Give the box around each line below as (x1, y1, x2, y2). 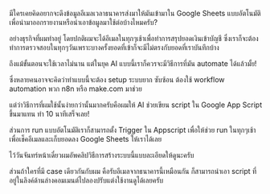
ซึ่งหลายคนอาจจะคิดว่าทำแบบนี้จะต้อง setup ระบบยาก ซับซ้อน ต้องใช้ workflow (9, 75, 225, 85)
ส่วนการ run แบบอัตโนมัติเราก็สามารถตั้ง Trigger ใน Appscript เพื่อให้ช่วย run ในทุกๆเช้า (9, 126, 256, 134)
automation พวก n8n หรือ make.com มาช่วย (9, 84, 143, 93)
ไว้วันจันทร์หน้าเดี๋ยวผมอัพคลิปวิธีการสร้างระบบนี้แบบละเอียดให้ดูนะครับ (9, 151, 194, 159)
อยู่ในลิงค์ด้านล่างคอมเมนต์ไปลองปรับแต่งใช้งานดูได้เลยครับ (9, 175, 164, 185)
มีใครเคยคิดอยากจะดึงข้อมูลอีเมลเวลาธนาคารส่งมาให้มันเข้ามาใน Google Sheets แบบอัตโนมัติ (9, 9, 261, 18)
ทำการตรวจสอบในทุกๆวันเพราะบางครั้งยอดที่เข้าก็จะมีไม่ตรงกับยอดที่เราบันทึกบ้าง (9, 43, 219, 52)
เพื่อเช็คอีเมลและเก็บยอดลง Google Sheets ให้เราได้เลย (9, 134, 162, 143)
